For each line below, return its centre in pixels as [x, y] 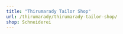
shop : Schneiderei [29, 22]
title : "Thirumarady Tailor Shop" [49, 11]
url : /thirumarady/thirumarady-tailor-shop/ [62, 17]
